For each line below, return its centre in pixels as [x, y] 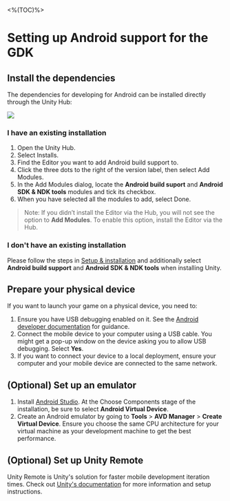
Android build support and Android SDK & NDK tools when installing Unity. [114, 267]
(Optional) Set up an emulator [72, 385]
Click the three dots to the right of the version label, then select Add [113, 170]
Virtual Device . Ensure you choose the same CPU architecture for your [118, 424]
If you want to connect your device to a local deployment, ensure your [117, 356]
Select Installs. [38, 155]
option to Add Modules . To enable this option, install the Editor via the [123, 220]
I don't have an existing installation [66, 245]
